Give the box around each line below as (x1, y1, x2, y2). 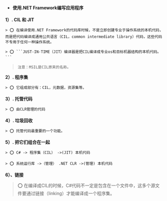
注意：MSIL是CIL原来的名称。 (17, 65, 71, 70)
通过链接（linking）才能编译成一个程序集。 (26, 190, 115, 196)
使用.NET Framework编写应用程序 (12, 5, 84, 11)
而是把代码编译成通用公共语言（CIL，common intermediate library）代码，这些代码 (5, 34, 162, 40)
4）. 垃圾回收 (5, 118, 33, 124)
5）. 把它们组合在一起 (5, 139, 50, 145)
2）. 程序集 (5, 74, 29, 80)
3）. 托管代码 (5, 96, 33, 102)
